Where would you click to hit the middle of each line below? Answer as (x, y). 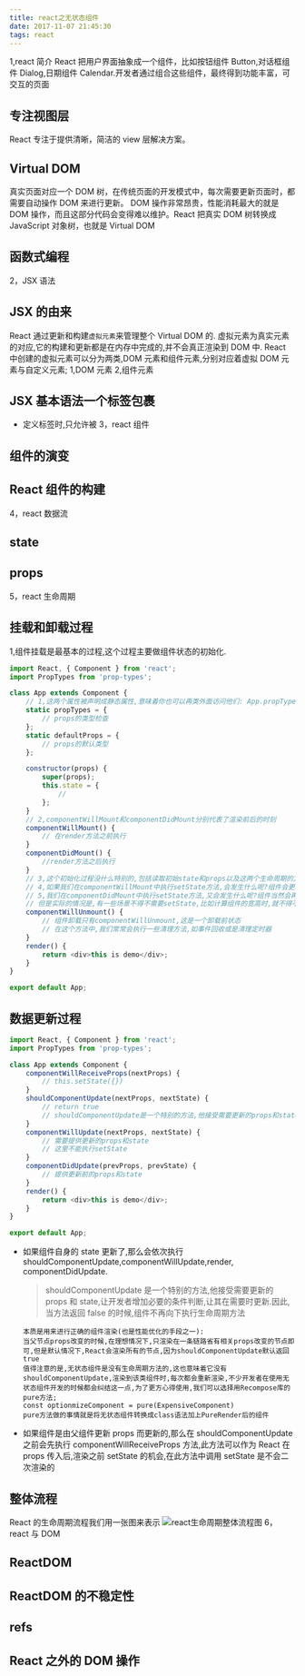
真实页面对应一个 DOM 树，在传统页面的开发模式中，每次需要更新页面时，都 (152, 191)
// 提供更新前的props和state (92, 1175)
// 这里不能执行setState (85, 1149)
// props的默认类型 (75, 744)
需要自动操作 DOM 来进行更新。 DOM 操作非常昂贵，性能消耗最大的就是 (144, 203)
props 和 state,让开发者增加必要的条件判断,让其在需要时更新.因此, (167, 1302)
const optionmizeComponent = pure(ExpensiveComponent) (128, 1406)
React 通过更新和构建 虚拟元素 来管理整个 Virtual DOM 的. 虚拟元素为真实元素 (149, 335)
